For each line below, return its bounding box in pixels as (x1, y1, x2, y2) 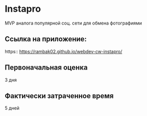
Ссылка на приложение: (5, 35, 87, 43)
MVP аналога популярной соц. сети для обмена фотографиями (5, 20, 142, 26)
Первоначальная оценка (5, 63, 88, 72)
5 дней (5, 105, 20, 111)
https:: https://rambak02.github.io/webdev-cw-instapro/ (5, 48, 123, 54)
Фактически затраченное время (5, 91, 114, 100)
